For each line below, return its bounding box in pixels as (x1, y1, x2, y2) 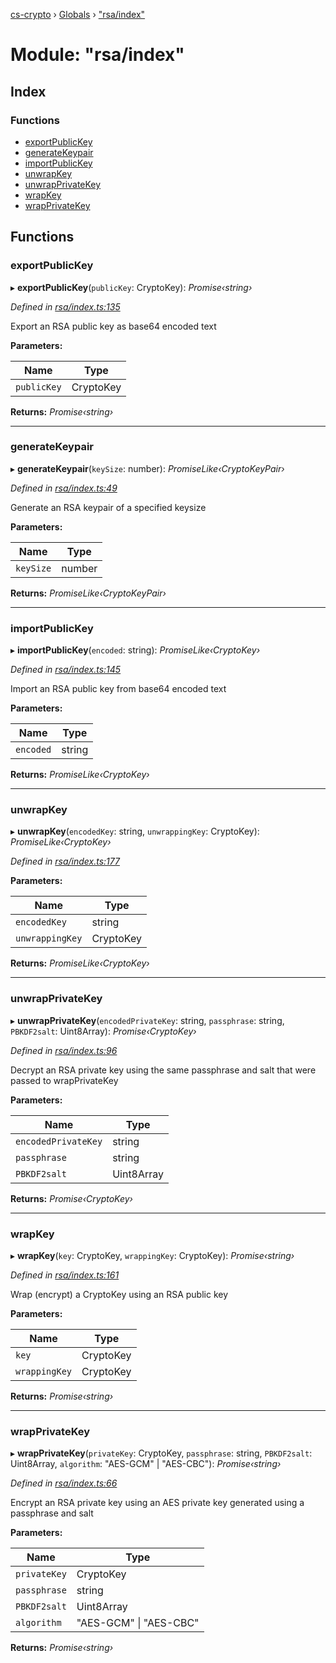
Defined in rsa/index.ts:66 (10, 1477, 118, 1489)
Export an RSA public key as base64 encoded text (10, 320, 217, 332)
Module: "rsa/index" (10, 44, 185, 66)
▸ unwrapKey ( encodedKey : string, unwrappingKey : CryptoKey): (10, 825, 260, 838)
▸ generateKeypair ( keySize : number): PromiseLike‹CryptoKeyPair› (10, 462, 285, 474)
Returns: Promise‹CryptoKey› (10, 1192, 133, 1204)
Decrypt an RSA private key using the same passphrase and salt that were (10, 1064, 317, 1076)
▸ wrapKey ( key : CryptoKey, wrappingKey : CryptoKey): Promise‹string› (10, 1250, 295, 1262)
